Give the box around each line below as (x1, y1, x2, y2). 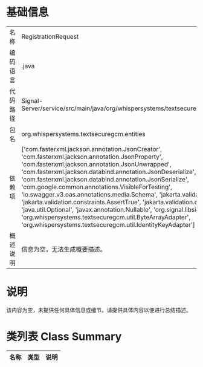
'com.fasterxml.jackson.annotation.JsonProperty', (21, 152, 163, 161)
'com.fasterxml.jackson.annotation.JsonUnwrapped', (21, 160, 172, 168)
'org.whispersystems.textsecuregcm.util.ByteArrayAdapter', (21, 213, 191, 221)
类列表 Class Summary (6, 330, 122, 343)
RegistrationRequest (21, 32, 79, 41)
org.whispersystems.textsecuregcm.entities (21, 129, 146, 138)
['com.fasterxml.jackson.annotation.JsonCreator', (21, 145, 162, 153)
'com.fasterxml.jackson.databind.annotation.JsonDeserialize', (21, 167, 196, 176)
